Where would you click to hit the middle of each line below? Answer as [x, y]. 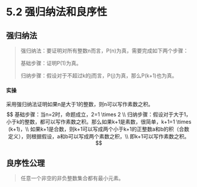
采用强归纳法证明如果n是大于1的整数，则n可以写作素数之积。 [80, 104]
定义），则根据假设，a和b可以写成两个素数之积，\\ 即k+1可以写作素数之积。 [99, 137]
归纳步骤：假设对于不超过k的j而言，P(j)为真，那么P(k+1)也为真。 [99, 76]
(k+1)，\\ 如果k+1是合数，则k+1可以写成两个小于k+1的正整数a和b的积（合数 [98, 129]
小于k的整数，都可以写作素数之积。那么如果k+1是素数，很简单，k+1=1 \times [99, 122]
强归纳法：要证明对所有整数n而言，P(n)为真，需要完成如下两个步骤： [104, 51]
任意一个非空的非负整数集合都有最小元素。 [72, 178]
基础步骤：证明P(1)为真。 [51, 63]
